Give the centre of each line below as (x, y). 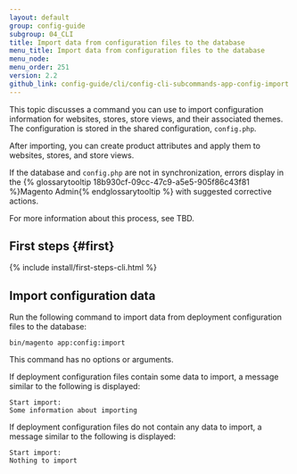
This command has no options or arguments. (91, 360)
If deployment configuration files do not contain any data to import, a (136, 427)
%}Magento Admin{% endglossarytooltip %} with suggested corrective (140, 191)
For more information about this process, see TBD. (102, 218)
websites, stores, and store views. (72, 155)
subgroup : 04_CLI (41, 34)
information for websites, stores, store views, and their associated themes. (146, 119)
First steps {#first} (62, 246)
